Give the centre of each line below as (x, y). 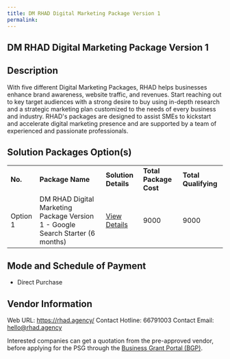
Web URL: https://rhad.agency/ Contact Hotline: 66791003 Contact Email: (111, 320)
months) (53, 241)
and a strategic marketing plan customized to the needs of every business (112, 109)
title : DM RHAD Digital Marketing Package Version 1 (84, 13)
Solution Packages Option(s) (69, 152)
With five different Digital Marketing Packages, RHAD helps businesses (107, 87)
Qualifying (200, 183)
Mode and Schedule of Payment (77, 266)
